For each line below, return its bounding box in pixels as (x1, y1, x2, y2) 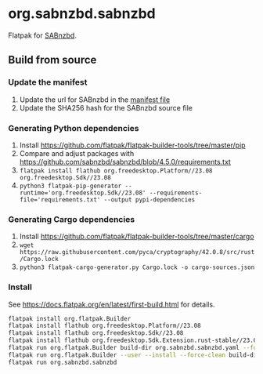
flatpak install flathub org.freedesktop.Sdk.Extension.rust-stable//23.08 (8, 336, 261, 345)
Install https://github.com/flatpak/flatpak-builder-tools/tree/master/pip (19, 140, 246, 150)
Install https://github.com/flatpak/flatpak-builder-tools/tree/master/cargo (19, 232, 254, 241)
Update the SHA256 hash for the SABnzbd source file (19, 103, 193, 112)
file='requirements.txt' (19, 195, 101, 204)
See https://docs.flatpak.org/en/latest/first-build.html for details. (8, 300, 215, 309)
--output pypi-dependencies (103, 195, 196, 204)
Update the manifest (8, 77, 88, 88)
